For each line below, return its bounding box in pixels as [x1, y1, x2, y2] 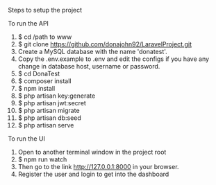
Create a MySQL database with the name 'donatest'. [17, 48, 167, 55]
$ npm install [17, 85, 56, 92]
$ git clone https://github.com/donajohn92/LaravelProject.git [17, 40, 192, 48]
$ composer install [17, 77, 72, 85]
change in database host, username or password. [17, 62, 160, 70]
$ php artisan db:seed [17, 114, 82, 122]
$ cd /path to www [17, 33, 72, 41]
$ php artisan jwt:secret [17, 99, 86, 107]
